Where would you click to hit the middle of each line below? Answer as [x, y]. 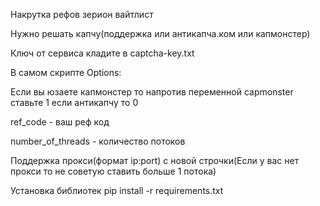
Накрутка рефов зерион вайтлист [82, 14]
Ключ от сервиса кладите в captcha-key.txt [102, 53]
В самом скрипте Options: [66, 72]
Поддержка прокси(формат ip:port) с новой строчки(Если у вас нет [155, 160]
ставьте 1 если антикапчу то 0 [74, 102]
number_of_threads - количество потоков [98, 141]
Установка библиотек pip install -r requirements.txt [117, 190]
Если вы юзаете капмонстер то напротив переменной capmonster [152, 92]
